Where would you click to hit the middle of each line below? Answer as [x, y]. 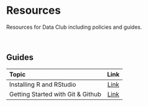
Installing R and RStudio [43, 84]
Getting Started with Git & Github [55, 94]
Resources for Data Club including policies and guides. [74, 27]
